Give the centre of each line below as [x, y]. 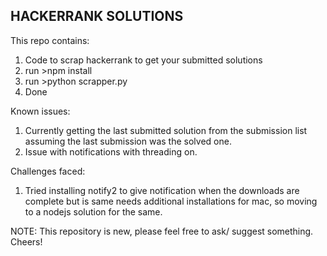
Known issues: [40, 111]
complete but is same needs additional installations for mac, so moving [171, 201]
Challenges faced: [48, 171]
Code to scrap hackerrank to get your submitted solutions [143, 60]
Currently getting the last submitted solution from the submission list [166, 130]
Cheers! [26, 241]
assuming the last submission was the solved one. [128, 141]
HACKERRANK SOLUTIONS [97, 16]
